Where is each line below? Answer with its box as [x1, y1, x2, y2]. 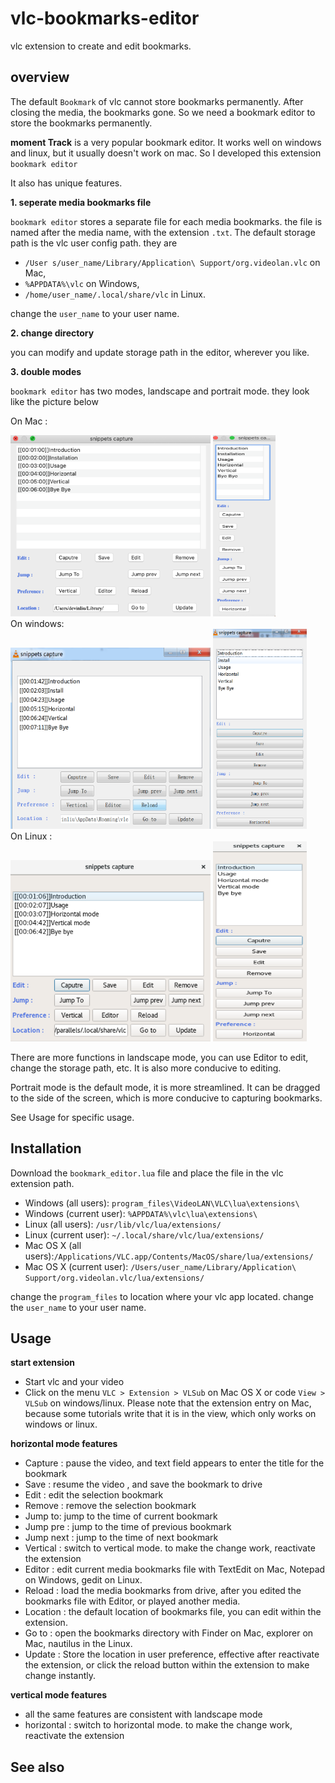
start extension [10, 1357, 75, 1369]
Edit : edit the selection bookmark [24, 1489, 164, 1501]
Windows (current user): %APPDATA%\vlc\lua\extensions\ [24, 1207, 258, 1219]
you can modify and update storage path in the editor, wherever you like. [10, 346, 310, 358]
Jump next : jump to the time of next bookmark [24, 1532, 219, 1544]
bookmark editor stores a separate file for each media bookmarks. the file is [10, 215, 323, 227]
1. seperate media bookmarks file [10, 196, 152, 208]
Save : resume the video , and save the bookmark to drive [24, 1478, 263, 1491]
